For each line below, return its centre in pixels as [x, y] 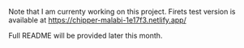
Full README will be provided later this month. [86, 36]
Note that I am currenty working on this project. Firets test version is [122, 12]
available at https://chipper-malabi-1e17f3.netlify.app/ [97, 20]
